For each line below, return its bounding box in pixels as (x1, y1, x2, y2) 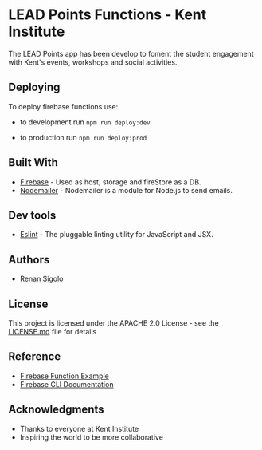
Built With (8, 156, 58, 169)
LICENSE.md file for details (8, 327, 97, 336)
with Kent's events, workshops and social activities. (8, 57, 178, 67)
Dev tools (8, 208, 57, 222)
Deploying (8, 81, 61, 94)
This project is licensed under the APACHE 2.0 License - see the (8, 318, 219, 328)
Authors (8, 253, 50, 266)
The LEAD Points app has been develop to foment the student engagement (8, 49, 254, 58)
